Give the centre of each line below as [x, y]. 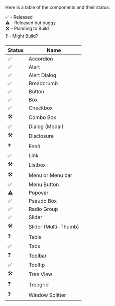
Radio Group [43, 209]
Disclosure [41, 136]
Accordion [41, 59]
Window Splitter [47, 295]
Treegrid [38, 284]
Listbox [37, 165]
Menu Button [44, 185]
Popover [38, 193]
